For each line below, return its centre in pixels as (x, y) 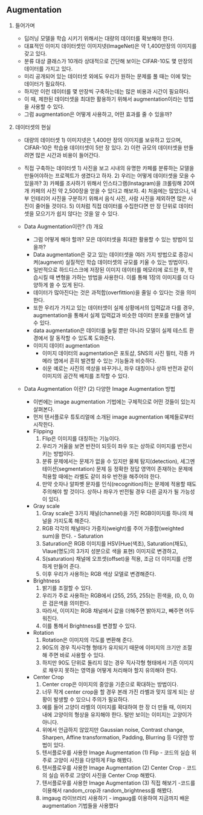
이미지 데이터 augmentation (66, 345)
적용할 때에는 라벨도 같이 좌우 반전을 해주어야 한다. (102, 476)
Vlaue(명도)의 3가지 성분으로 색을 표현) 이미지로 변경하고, (110, 551)
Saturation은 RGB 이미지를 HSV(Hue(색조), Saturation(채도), (115, 543)
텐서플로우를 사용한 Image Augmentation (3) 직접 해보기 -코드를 (119, 783)
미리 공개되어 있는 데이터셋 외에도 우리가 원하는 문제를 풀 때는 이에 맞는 (108, 76)
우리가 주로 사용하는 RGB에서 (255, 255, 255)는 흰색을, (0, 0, (115, 595)
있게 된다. (73, 285)
